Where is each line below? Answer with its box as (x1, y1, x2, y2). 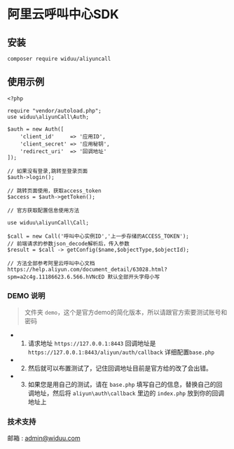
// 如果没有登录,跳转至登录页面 (7, 167, 88, 175)
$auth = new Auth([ (7, 125, 64, 133)
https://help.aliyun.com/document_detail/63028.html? (7, 266, 168, 273)
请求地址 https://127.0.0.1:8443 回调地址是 (27, 339, 156, 348)
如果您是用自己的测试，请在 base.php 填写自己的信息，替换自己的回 (27, 380, 223, 389)
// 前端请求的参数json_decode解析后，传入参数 (7, 240, 130, 247)
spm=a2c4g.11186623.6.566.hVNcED (7, 273, 105, 280)
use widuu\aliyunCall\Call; (7, 219, 90, 226)
